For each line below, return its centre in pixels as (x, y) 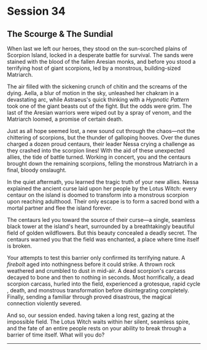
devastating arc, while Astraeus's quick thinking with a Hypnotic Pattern (98, 100)
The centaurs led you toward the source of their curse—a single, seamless (101, 220)
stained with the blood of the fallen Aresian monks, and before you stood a (101, 62)
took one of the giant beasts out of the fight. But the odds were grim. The (100, 106)
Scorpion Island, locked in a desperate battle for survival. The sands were (100, 55)
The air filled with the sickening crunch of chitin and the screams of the (97, 86)
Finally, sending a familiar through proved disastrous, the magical (89, 297)
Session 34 (37, 11)
